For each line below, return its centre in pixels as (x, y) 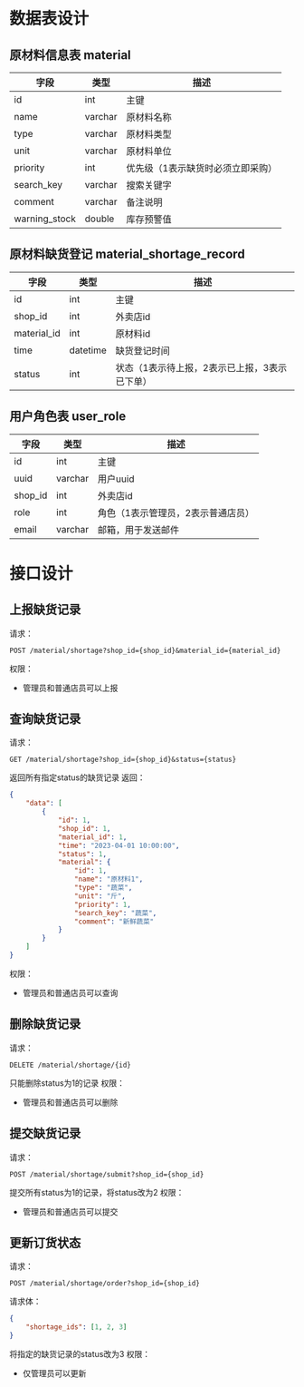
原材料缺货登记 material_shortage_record (128, 254)
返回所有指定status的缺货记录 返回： (78, 777)
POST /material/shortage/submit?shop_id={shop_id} (107, 1174)
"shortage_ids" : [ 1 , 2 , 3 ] (76, 1327)
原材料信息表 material (70, 55)
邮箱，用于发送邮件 (139, 530)
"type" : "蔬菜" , (103, 888)
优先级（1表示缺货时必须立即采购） (202, 168)
